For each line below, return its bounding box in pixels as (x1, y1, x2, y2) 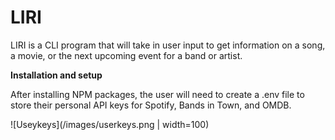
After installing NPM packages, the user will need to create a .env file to (10, 88, 305, 100)
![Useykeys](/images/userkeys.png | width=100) (10, 118, 210, 130)
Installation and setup (10, 69, 103, 81)
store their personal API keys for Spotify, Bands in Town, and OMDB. (10, 99, 292, 111)
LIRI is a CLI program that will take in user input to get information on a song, (10, 39, 326, 51)
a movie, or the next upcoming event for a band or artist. (10, 49, 243, 61)
